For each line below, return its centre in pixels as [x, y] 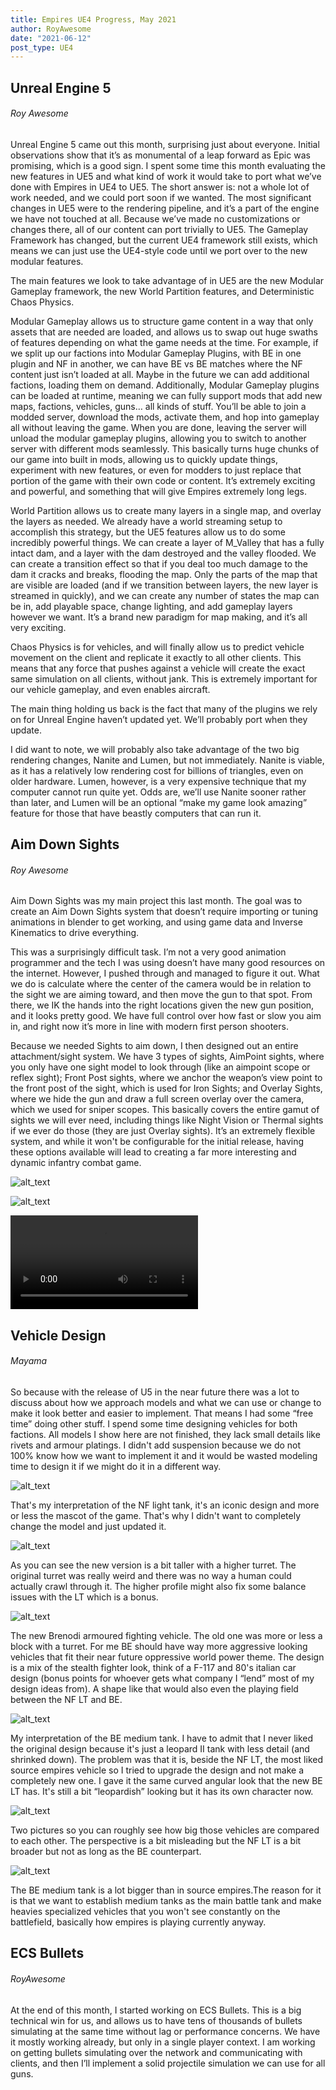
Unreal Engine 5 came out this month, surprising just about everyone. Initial [165, 144]
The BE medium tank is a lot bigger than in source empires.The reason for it [166, 1890]
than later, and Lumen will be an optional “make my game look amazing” [159, 802]
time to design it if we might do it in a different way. [116, 1467]
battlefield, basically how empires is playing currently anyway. [138, 1922]
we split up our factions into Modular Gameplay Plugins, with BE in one [156, 353]
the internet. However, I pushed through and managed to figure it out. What [165, 973]
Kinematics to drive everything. [75, 933]
